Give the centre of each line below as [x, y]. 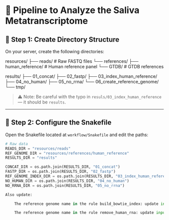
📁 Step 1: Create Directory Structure [62, 39]
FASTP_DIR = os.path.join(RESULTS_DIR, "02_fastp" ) [60, 172]
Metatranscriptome [47, 21]
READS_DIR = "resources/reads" [38, 148]
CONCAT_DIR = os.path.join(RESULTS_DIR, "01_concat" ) [63, 167]
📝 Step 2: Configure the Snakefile [58, 123]
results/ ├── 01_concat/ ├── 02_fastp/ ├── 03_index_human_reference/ [81, 76]
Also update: [19, 195]
